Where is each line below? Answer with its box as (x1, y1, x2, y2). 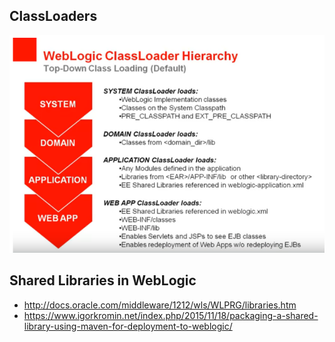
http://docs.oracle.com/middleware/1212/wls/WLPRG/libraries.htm (23, 299, 297, 311)
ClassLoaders (9, 8, 98, 25)
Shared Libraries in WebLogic (9, 272, 197, 289)
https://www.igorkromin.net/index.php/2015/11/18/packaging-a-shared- (23, 309, 319, 321)
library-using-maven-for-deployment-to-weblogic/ (23, 320, 233, 332)
